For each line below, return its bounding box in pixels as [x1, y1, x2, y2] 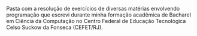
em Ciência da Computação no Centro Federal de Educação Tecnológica [6, 18, 186, 24]
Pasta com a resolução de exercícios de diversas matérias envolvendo [6, 5, 180, 12]
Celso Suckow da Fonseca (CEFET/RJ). [6, 24, 103, 31]
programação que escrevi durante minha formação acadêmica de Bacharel [6, 11, 192, 18]
